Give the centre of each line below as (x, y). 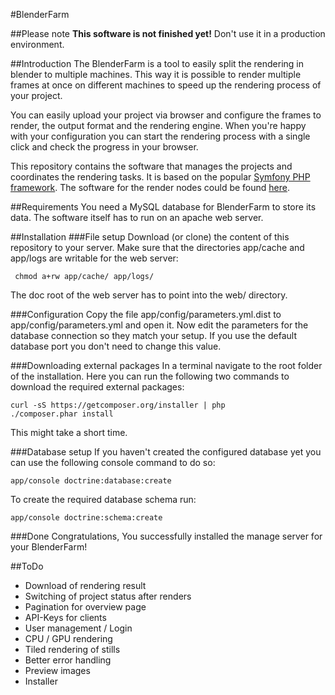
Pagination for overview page (85, 607)
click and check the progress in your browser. (104, 147)
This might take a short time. (69, 432)
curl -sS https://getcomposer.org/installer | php (118, 405)
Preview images (57, 670)
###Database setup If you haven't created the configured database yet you (166, 452)
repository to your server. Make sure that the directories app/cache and (157, 247)
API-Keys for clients (65, 617)
